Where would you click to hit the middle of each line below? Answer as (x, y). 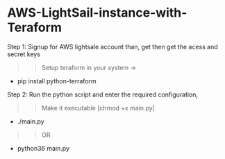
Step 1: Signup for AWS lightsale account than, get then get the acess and (113, 47)
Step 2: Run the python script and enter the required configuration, (103, 94)
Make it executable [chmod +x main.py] (98, 108)
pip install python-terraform (57, 81)
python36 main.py (43, 148)
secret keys (24, 54)
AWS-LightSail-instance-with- (97, 13)
